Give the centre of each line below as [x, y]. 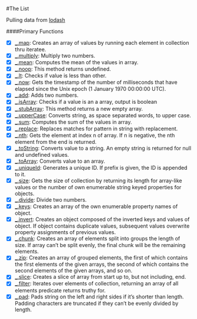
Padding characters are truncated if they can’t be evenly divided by [96, 303]
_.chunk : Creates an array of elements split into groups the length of [97, 239]
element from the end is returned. [55, 142]
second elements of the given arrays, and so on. [73, 271]
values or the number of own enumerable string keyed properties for [98, 188]
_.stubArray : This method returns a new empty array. [79, 108]
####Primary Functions [35, 31]
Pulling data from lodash [36, 20]
